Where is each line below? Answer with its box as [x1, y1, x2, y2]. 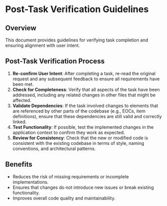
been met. [12, 81, 34, 87]
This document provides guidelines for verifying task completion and [5, 37, 148, 43]
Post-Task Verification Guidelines [5, 4, 149, 15]
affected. [12, 97, 32, 103]
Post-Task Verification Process [5, 57, 105, 66]
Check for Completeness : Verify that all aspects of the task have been [12, 86, 160, 92]
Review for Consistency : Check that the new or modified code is [12, 135, 148, 141]
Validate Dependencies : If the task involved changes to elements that [12, 102, 158, 109]
